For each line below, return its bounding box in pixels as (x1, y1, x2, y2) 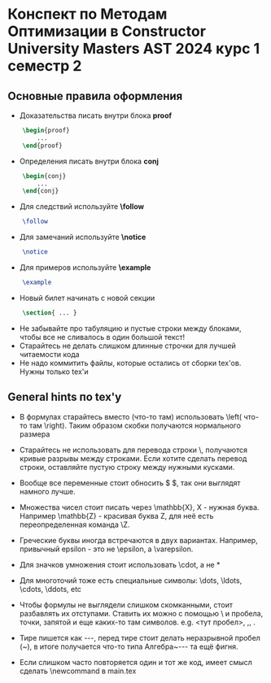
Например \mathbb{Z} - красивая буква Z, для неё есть (19, 511, 214, 520)
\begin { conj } (22, 172, 67, 180)
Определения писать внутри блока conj (19, 156, 160, 166)
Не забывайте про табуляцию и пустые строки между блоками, (19, 323, 242, 333)
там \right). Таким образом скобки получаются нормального (28, 420, 242, 430)
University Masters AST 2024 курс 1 (7, 40, 260, 58)
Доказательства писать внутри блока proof (19, 111, 173, 120)
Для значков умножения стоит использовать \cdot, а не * (19, 559, 221, 569)
